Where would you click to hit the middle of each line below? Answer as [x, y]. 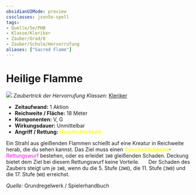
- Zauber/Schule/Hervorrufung [43, 45]
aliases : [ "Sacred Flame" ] [39, 50]
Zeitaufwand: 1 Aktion [42, 107]
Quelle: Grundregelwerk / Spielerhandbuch [58, 186]
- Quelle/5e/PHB [26, 28]
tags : [13, 22]
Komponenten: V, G [39, 119]
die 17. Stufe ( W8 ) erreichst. [38, 174]
